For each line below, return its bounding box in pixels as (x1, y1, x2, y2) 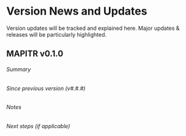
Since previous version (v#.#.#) (6, 84, 86, 92)
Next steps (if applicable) (6, 122, 70, 129)
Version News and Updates (6, 4, 147, 18)
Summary (6, 65, 31, 73)
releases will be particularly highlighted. (6, 30, 107, 38)
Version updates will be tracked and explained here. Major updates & (6, 24, 180, 32)
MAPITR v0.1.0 (6, 49, 64, 59)
